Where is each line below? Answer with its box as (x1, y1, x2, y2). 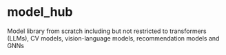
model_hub (7, 4, 73, 20)
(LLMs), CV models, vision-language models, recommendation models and (7, 34, 220, 42)
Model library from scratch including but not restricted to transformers (7, 27, 207, 35)
